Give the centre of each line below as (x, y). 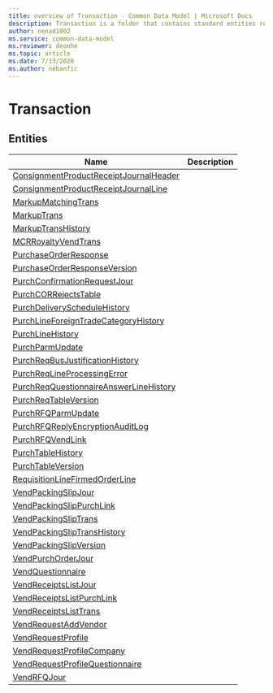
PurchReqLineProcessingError (70, 373)
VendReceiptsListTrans (56, 611)
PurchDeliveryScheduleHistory (71, 307)
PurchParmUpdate (48, 347)
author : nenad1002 (39, 31)
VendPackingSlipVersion (59, 545)
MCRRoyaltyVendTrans (57, 241)
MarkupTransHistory (52, 228)
